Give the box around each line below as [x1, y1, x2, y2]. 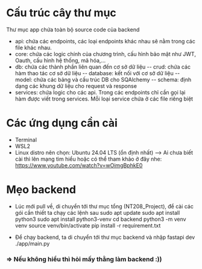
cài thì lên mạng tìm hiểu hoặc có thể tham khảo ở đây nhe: [14, 155, 162, 162]
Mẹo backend [6, 183, 77, 197]
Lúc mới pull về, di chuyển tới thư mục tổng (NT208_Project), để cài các [14, 202, 194, 210]
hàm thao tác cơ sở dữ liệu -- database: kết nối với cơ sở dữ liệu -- [14, 69, 180, 76]
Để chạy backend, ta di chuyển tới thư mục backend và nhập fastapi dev [14, 233, 195, 241]
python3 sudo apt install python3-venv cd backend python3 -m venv [14, 215, 186, 223]
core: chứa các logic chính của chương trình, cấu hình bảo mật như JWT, [14, 50, 196, 57]
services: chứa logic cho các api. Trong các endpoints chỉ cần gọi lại [14, 88, 186, 96]
